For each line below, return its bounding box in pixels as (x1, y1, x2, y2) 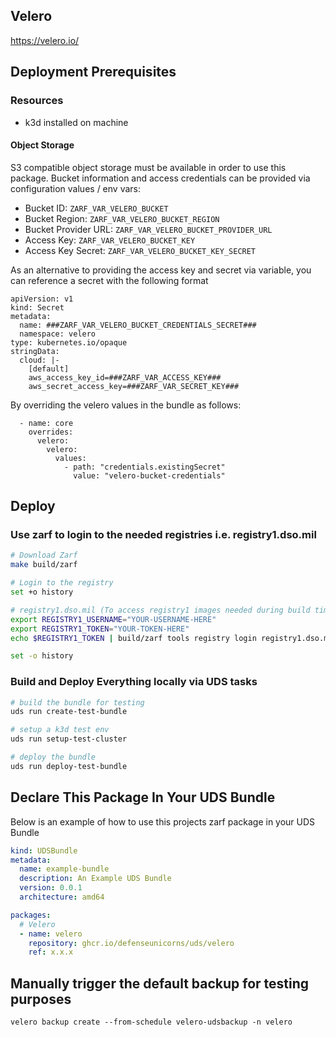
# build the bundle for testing (10, 697, 145, 708)
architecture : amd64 (19, 892, 105, 902)
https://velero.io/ (10, 34, 80, 46)
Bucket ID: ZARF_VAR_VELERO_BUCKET (24, 202, 169, 214)
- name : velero (19, 929, 83, 939)
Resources (10, 94, 64, 108)
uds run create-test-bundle (10, 707, 128, 717)
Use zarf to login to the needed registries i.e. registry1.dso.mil (10, 528, 317, 542)
